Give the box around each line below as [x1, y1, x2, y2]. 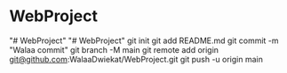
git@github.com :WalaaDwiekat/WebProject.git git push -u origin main [9, 54, 264, 64]
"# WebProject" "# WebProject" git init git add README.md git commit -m [9, 35, 279, 46]
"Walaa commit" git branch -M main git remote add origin [9, 44, 219, 55]
